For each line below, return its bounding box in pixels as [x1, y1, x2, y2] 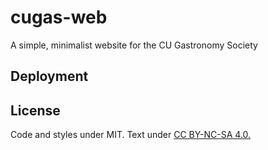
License [10, 102, 61, 119]
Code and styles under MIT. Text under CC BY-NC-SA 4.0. [10, 129, 252, 141]
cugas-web [10, 6, 108, 29]
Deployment [10, 68, 89, 85]
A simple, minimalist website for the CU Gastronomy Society [10, 39, 258, 51]
